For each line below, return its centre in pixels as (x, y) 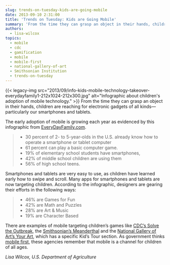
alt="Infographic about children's (126, 96)
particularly (17, 111)
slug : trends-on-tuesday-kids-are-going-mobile (56, 10)
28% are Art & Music (47, 210)
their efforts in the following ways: (41, 190)
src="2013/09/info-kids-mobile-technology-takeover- (94, 90)
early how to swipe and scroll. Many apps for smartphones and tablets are (83, 179)
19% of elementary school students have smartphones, (83, 153)
